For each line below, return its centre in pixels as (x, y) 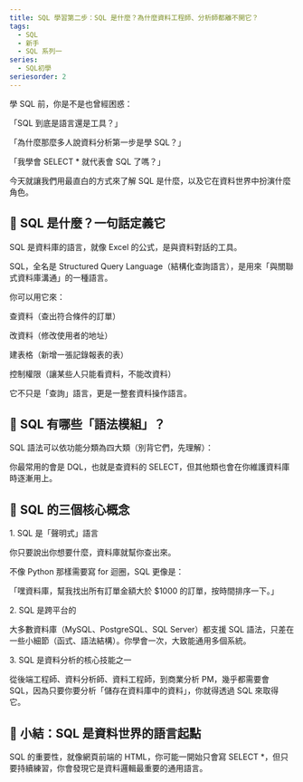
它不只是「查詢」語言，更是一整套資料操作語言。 (100, 393)
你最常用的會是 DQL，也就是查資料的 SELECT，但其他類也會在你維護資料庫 (150, 467)
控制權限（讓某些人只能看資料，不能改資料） (93, 373)
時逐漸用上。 (33, 478)
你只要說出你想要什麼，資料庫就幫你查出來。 (93, 553)
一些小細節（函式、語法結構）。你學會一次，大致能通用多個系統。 (130, 641)
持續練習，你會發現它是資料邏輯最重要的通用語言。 (112, 768)
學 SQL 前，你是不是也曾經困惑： (71, 103)
